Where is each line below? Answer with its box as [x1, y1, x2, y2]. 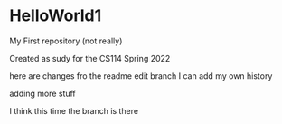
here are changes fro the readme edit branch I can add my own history [9, 70, 273, 81]
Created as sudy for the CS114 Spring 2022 [9, 52, 171, 63]
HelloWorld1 [9, 5, 102, 26]
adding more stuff [9, 88, 77, 99]
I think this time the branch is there [9, 105, 138, 116]
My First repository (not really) [9, 35, 123, 46]
